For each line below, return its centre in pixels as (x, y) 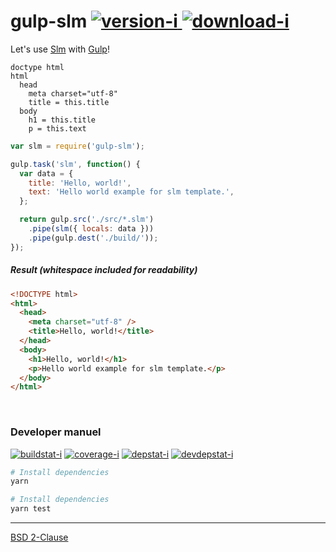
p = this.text (57, 128)
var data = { (46, 173)
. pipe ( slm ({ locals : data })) (91, 229)
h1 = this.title (62, 120)
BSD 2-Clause (39, 537)
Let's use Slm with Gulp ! (60, 49)
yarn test (31, 509)
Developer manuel (56, 432)
